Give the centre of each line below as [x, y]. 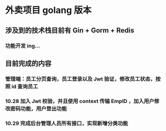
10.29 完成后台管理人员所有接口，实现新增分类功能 [67, 123]
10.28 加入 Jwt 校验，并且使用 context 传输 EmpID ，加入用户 [80, 101]
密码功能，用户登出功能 [39, 108]
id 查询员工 [25, 86]
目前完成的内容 [28, 63]
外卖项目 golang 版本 [48, 10]
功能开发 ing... [23, 45]
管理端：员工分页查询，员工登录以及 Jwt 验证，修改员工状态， [80, 79]
